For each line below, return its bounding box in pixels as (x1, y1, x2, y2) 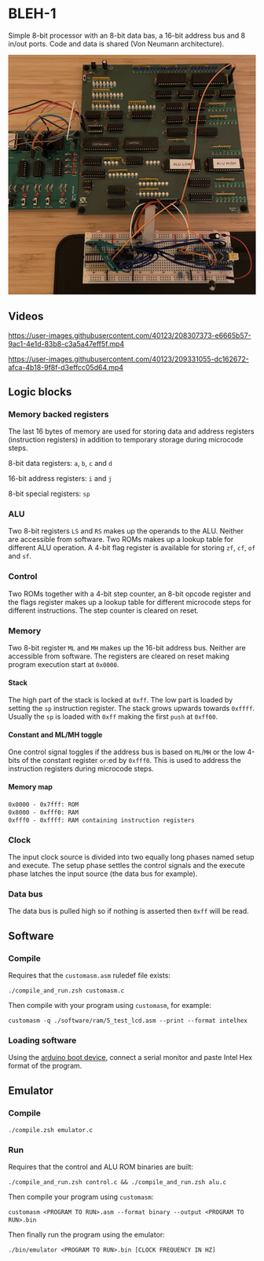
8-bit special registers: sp (8, 489, 90, 499)
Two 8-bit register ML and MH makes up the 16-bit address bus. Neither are (8, 643, 246, 653)
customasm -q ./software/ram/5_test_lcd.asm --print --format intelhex (8, 1017, 247, 1025)
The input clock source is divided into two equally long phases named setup (8, 852, 255, 861)
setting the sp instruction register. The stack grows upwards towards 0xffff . (8, 704, 255, 713)
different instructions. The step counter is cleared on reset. (8, 606, 199, 615)
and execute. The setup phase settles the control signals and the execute (8, 860, 245, 870)
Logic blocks (8, 385, 72, 398)
